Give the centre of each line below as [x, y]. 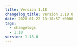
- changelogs [23, 28]
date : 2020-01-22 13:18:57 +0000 [39, 19]
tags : [11, 23]
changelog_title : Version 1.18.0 [39, 14]
